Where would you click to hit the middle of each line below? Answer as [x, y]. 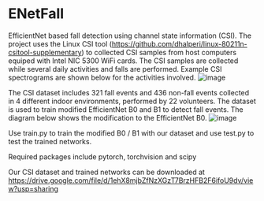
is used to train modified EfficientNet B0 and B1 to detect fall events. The [126, 109]
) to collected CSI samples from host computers [159, 52]
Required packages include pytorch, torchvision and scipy [102, 156]
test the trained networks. [50, 141]
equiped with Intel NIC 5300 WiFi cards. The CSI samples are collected [123, 61]
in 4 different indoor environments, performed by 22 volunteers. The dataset [132, 101]
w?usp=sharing [33, 188]
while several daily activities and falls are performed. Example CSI [115, 69]
